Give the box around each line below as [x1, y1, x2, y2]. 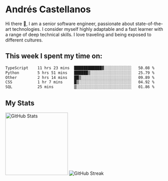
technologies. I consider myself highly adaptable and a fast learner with [12, 26, 163, 32]
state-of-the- [135, 21, 163, 27]
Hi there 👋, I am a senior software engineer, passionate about [5, 21, 135, 27]
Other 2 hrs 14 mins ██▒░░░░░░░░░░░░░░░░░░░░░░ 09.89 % [5, 75, 155, 80]
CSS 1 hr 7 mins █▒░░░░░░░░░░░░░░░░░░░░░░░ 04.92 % [5, 79, 155, 85]
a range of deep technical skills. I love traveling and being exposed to [5, 31, 152, 37]
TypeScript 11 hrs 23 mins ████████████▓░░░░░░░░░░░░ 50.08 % [5, 65, 155, 70]
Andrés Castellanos [5, 4, 91, 15]
